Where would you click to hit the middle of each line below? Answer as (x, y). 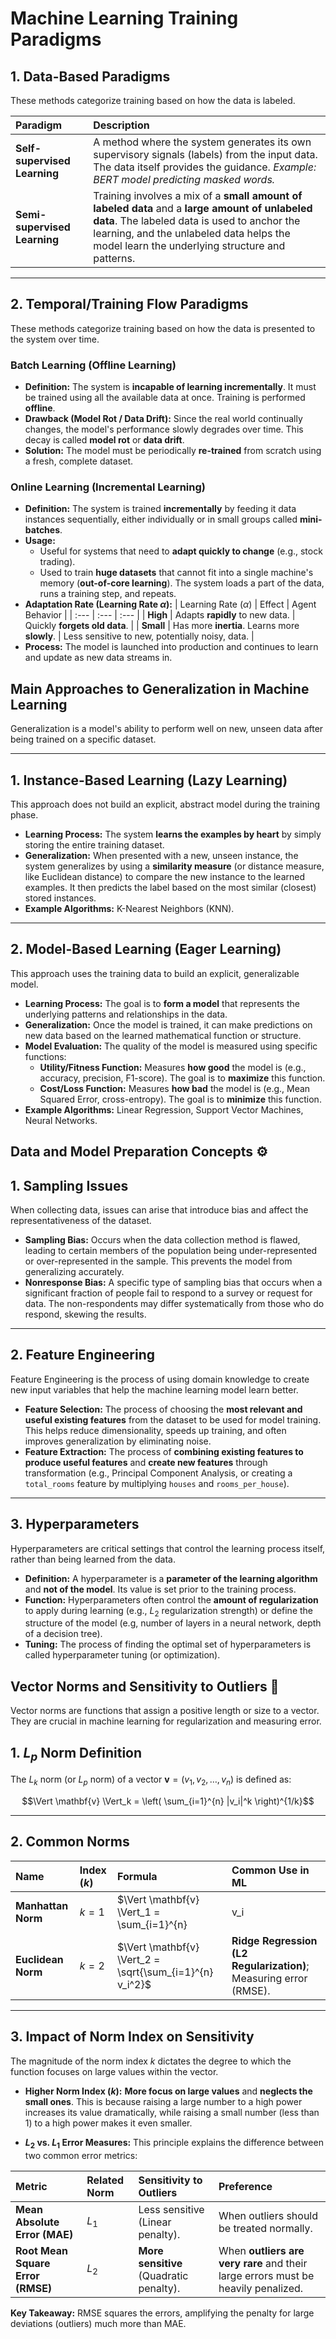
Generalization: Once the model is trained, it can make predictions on (168, 1024)
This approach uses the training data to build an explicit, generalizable (155, 973)
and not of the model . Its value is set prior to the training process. (160, 1589)
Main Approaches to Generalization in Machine (160, 688)
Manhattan (42, 1905)
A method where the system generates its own (202, 142)
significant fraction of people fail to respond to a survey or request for (168, 1293)
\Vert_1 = (139, 1912)
